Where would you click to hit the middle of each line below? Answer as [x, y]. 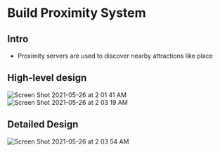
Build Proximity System [77, 13]
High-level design [47, 78]
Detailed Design [43, 125]
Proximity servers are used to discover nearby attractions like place [115, 56]
